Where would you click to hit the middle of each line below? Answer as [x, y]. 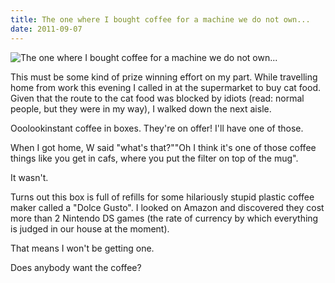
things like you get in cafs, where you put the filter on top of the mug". [154, 158]
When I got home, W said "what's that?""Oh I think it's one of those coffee [163, 147]
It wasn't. [29, 177]
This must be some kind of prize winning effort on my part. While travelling [164, 77]
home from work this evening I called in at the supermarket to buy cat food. [165, 87]
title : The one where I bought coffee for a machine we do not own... [160, 19]
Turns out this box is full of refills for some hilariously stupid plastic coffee [162, 197]
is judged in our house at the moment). [90, 228]
